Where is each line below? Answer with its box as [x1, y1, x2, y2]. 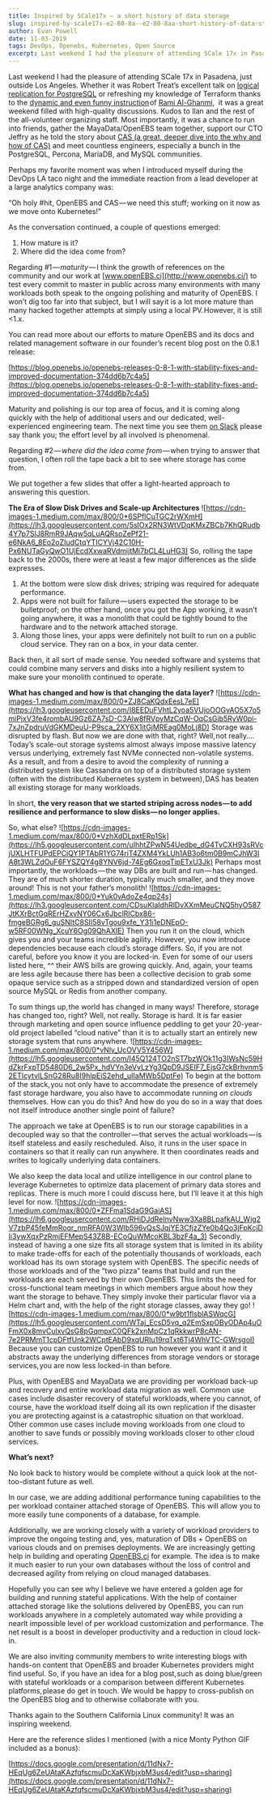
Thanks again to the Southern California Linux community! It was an [8, 1710, 235, 1719]
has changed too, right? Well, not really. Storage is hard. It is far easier [8, 1011, 243, 1020]
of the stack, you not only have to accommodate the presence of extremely [8, 1080, 258, 1089]
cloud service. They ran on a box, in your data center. [19, 640, 199, 648]
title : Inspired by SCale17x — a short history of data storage [8, 11, 230, 20]
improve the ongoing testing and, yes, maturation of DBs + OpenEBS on [8, 1534, 248, 1543]
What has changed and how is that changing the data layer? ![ [8, 688, 221, 697]
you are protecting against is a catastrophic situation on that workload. [8, 1411, 244, 1420]
